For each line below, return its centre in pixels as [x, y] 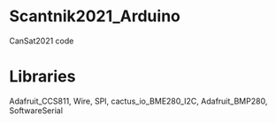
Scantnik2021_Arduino [95, 16]
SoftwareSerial [36, 110]
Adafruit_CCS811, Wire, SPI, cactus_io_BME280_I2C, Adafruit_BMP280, [138, 101]
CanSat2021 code [42, 41]
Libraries [42, 77]
